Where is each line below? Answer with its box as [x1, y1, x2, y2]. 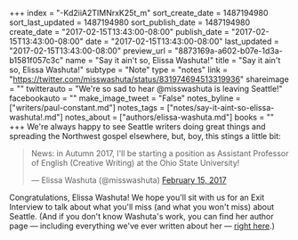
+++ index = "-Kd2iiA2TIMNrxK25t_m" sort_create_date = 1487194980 [9, 8, 269, 18]
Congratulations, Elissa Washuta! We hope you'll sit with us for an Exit [9, 192, 265, 203]
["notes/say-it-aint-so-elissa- [166, 103, 275, 112]
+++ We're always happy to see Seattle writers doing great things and [9, 121, 266, 132]
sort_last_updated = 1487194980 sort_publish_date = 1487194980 [9, 17, 251, 28]
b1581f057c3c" [9, 55, 64, 65]
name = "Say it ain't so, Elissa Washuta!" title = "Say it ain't [65, 55, 281, 65]
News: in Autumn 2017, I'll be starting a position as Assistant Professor [30, 148, 289, 159]
